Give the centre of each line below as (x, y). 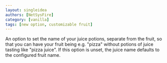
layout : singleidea (26, 10)
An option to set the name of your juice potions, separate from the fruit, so (84, 39)
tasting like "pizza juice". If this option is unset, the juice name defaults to (82, 50)
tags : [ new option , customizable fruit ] (49, 24)
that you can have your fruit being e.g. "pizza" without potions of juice (79, 45)
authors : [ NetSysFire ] (29, 15)
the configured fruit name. (33, 55)
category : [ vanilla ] (27, 19)
